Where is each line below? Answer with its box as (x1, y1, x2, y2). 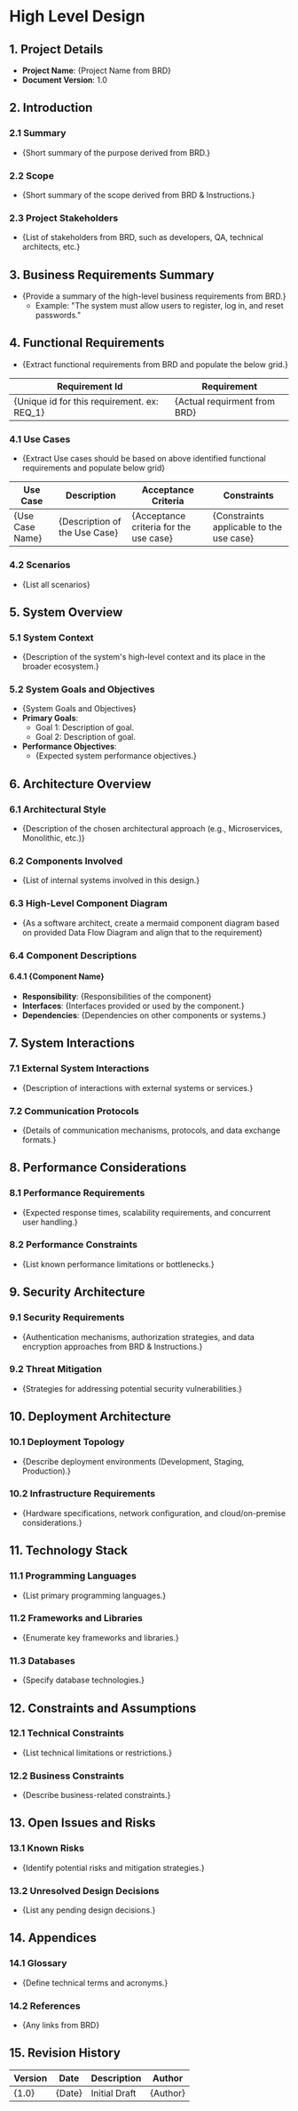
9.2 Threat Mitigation (9, 1363, 102, 1376)
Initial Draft (90, 2087, 137, 2099)
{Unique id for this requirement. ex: (13, 395, 159, 407)
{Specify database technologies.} (21, 1674, 145, 1686)
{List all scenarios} (21, 579, 90, 590)
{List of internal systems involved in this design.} (21, 875, 200, 886)
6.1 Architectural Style (9, 803, 106, 815)
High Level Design (9, 6, 145, 27)
